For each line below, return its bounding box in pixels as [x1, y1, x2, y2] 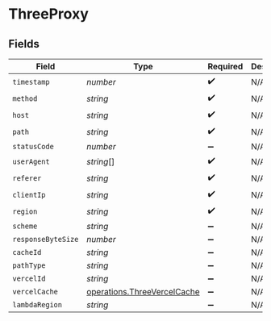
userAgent [12, 156, 50, 166]
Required [207, 61, 244, 72]
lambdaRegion [12, 300, 63, 309]
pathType [12, 261, 46, 270]
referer [12, 173, 42, 182]
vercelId [12, 274, 46, 283]
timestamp [12, 77, 50, 86]
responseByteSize [12, 235, 79, 244]
